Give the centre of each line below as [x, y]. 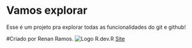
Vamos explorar [47, 10]
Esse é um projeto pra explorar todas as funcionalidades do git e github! [96, 27]
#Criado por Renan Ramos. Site [66, 38]
